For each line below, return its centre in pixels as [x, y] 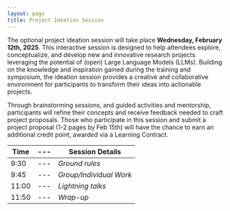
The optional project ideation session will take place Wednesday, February [115, 40]
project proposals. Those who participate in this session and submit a [107, 119]
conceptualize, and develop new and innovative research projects [101, 54]
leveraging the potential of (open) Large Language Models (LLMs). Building [115, 62]
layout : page [26, 14]
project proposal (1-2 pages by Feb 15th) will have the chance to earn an [110, 127]
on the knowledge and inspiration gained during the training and [99, 69]
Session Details [95, 151]
